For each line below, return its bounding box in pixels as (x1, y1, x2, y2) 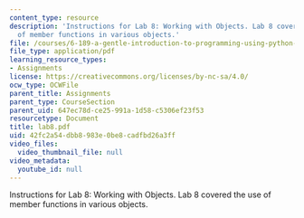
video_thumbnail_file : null (17, 147, 124, 156)
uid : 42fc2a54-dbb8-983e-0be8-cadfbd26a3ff (9, 131, 176, 140)
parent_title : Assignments (9, 89, 111, 98)
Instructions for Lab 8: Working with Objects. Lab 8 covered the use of (9, 189, 271, 200)
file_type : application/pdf (9, 47, 116, 56)
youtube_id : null (17, 165, 83, 174)
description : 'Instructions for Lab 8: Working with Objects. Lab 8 (9, 22, 273, 31)
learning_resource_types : (9, 55, 107, 64)
